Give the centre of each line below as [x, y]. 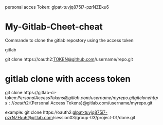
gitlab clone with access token [68, 79]
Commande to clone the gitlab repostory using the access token [69, 40]
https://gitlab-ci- [40, 92]
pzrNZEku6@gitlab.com [29, 117]
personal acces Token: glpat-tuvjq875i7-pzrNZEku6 [57, 7]
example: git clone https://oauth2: [39, 112]
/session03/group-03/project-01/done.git [94, 117]
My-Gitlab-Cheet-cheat [54, 27]
